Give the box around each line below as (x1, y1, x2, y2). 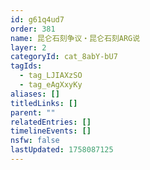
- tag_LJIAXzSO (19, 71, 83, 81)
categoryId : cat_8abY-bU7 (10, 52, 118, 62)
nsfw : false (10, 136, 60, 146)
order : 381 (10, 24, 56, 34)
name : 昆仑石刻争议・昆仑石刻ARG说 (10, 33, 141, 43)
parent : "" (10, 107, 56, 118)
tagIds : (10, 61, 43, 71)
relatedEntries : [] (10, 117, 92, 127)
